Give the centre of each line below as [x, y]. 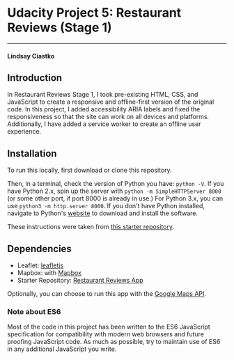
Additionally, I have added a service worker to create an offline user [104, 124]
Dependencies [39, 249]
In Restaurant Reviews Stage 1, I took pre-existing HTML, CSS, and [103, 95]
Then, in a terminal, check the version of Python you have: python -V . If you [116, 184]
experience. [24, 132]
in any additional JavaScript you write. [62, 349]
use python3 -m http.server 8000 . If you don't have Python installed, [106, 206]
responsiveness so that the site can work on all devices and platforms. [108, 117]
